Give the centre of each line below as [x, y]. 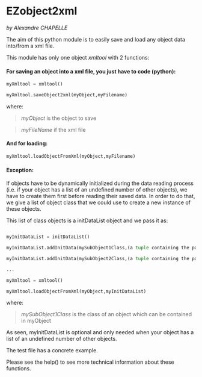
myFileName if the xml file [53, 129]
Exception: [20, 170]
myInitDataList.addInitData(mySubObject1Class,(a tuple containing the [98, 248]
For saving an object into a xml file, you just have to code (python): [91, 71]
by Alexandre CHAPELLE [37, 28]
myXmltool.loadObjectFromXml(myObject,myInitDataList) [76, 291]
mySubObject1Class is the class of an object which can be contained [106, 314]
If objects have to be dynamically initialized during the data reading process [100, 183]
